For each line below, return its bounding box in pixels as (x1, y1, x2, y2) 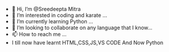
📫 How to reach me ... (11, 31, 67, 37)
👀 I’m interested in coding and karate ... (11, 12, 108, 19)
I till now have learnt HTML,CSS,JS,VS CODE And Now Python (11, 39, 164, 46)
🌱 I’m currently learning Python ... (11, 18, 93, 25)
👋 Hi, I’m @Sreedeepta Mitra (11, 6, 81, 12)
